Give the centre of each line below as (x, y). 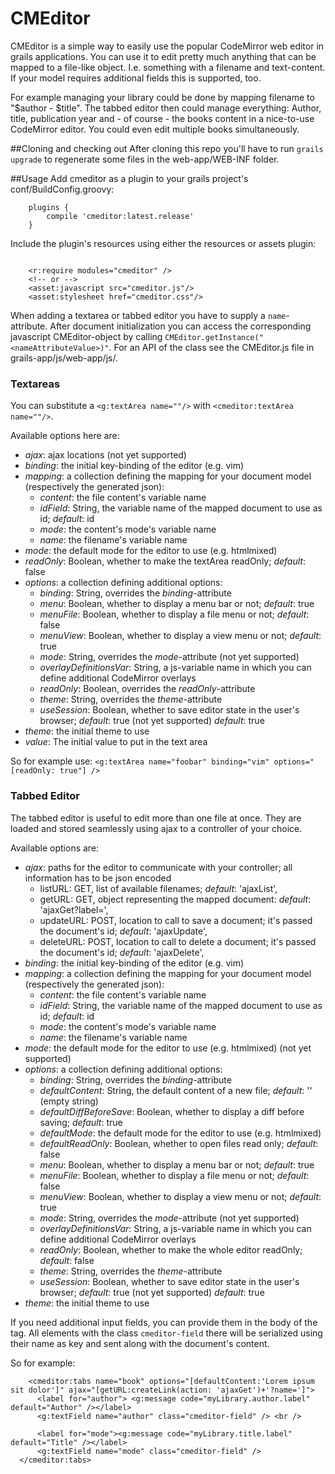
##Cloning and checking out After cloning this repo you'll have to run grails (167, 148)
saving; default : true (81, 1122)
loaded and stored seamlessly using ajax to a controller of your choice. (156, 828)
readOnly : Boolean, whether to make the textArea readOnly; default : (165, 561)
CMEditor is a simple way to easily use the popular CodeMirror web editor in (167, 46)
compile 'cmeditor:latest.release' (120, 216)
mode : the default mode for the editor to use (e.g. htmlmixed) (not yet (168, 1048)
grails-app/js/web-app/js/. (64, 358)
